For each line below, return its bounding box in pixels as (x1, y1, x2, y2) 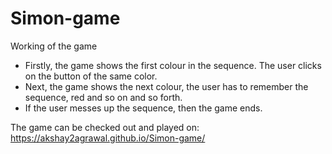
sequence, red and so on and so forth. (24, 91, 183, 103)
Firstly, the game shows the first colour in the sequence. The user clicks (24, 59, 322, 71)
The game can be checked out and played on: (10, 121, 200, 133)
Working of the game (10, 40, 98, 52)
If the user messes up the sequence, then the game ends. (24, 102, 263, 114)
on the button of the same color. (24, 70, 158, 82)
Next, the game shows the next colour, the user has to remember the (24, 80, 309, 92)
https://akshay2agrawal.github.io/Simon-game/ (10, 132, 206, 144)
